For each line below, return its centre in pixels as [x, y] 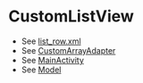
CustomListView [71, 17]
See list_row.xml [51, 41]
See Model [41, 70]
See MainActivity [52, 60]
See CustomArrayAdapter [68, 50]
